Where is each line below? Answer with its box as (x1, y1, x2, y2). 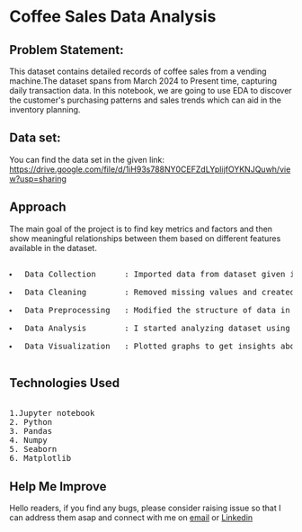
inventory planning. (9, 104, 81, 114)
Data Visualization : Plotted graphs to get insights (24, 340, 277, 351)
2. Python (9, 417, 52, 428)
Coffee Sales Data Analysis (9, 6, 217, 27)
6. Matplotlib (9, 453, 72, 464)
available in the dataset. (9, 242, 97, 253)
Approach (9, 200, 67, 215)
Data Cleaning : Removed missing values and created (24, 286, 295, 297)
